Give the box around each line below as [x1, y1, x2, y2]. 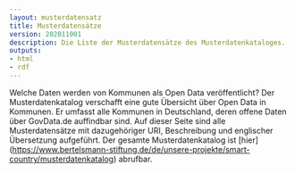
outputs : [9, 46, 42, 55]
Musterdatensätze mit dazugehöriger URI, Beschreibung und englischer [9, 125, 274, 136]
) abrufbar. [113, 153, 153, 164]
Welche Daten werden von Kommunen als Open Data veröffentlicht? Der [9, 86, 275, 98]
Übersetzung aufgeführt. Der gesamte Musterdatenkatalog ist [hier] [9, 135, 259, 145]
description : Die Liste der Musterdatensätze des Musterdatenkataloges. [9, 37, 286, 47]
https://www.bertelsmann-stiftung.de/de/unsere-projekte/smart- [12, 144, 250, 154]
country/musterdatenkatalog [9, 153, 114, 164]
